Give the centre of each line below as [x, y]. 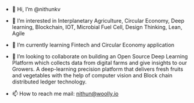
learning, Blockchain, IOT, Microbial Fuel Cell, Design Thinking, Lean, [97, 27]
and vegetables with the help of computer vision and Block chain [92, 75]
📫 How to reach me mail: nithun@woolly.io [65, 93]
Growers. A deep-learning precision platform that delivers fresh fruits [97, 69]
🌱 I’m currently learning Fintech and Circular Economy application [93, 45]
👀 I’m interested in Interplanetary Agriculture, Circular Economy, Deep [98, 21]
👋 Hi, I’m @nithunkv [36, 9]
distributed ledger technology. [49, 82]
